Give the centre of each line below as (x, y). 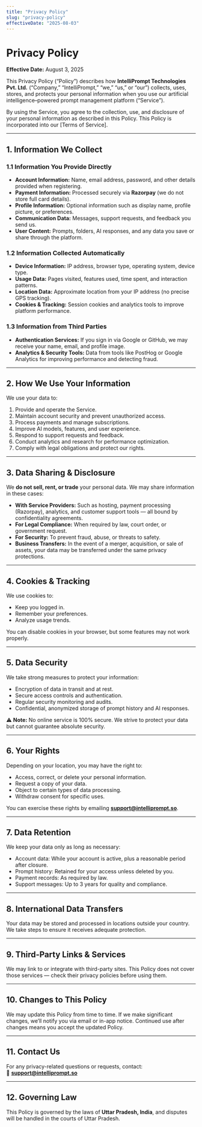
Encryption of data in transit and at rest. (64, 689)
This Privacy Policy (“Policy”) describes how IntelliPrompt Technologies (96, 81)
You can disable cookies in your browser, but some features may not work (98, 632)
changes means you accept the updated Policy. (65, 1027)
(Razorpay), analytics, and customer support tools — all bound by (96, 512)
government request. (41, 531)
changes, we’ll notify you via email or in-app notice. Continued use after (95, 1021)
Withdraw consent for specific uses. (60, 796)
